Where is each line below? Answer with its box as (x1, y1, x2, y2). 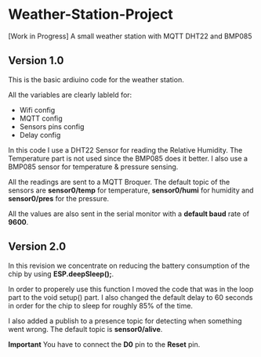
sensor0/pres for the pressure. (8, 193, 110, 203)
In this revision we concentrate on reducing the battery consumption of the (8, 261, 250, 270)
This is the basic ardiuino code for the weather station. (8, 74, 184, 84)
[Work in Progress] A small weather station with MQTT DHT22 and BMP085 (8, 31, 252, 41)
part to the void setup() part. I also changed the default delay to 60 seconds (8, 292, 253, 302)
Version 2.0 (8, 240, 67, 254)
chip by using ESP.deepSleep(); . (8, 269, 114, 279)
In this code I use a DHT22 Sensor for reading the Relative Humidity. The (8, 145, 243, 154)
